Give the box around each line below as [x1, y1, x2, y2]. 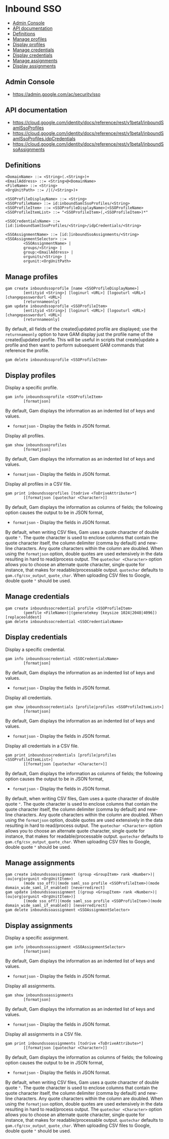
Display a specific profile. [5, 385, 58, 391]
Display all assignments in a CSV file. [5, 1031, 82, 1038]
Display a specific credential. [5, 646, 66, 652]
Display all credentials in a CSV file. [5, 743, 79, 749]
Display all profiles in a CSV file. [5, 481, 72, 487]
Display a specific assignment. [5, 935, 69, 941]
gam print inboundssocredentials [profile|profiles [5, 752, 116, 757]
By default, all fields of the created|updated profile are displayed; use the [5, 326, 158, 332]
